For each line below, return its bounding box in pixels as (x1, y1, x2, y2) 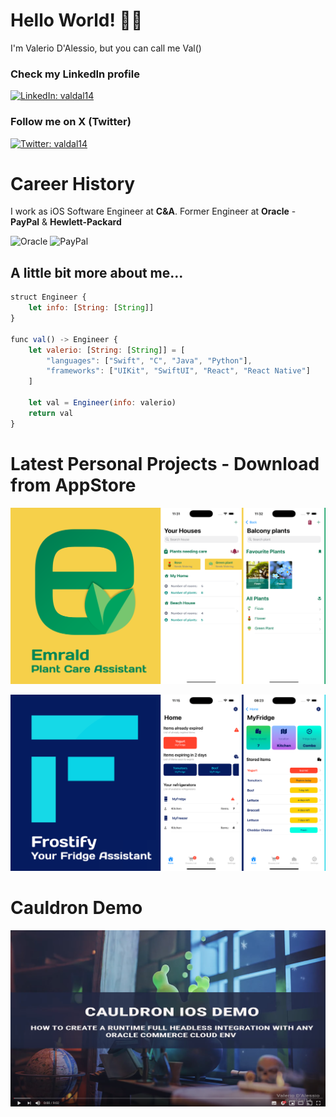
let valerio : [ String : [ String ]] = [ (28, 345, 186, 355)
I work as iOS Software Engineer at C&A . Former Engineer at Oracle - (10, 205, 297, 218)
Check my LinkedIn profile (10, 67, 140, 81)
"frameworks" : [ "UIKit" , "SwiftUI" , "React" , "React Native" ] (46, 366, 311, 376)
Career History (10, 172, 136, 195)
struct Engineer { (10, 292, 87, 303)
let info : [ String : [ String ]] (28, 303, 155, 313)
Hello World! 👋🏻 (10, 9, 143, 32)
